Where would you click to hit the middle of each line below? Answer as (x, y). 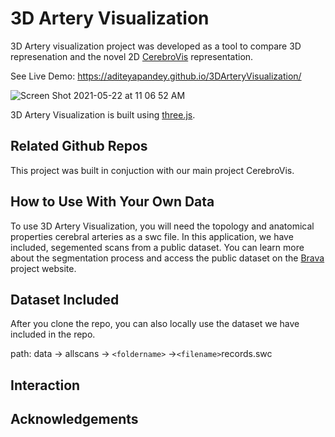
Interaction (45, 385)
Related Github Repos (79, 146)
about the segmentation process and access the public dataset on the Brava (167, 258)
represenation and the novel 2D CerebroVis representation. (132, 56)
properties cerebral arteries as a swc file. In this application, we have (152, 236)
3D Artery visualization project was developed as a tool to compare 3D (156, 46)
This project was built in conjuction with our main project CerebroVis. (152, 170)
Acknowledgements (74, 419)
